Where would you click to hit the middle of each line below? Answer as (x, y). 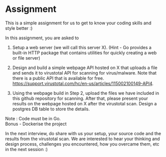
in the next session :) (27, 149)
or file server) (26, 58)
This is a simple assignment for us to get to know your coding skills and (78, 23)
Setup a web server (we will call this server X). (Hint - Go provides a (82, 47)
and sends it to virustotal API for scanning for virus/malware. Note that (84, 73)
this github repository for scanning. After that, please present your (80, 98)
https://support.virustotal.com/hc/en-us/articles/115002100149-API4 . (83, 83)
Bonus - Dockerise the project (36, 124)
